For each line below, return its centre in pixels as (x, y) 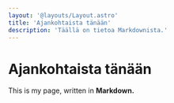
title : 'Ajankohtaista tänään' (60, 23)
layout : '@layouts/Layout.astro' (63, 15)
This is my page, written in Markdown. (71, 90)
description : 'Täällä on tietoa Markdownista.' (88, 30)
